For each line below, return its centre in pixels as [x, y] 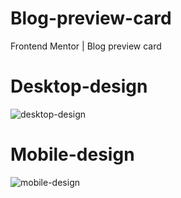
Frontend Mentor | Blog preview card [86, 46]
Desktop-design [79, 86]
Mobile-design [72, 154]
